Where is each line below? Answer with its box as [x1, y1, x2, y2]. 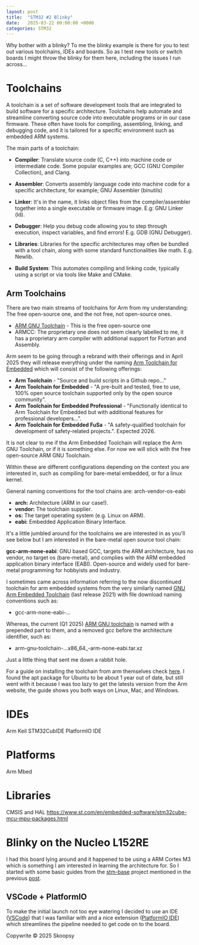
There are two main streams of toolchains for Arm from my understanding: [6, 304, 188, 311]
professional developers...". [14, 415, 82, 422]
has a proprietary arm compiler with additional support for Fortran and [14, 335, 187, 342]
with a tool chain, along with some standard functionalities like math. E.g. [14, 247, 193, 254]
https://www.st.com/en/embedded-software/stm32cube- [46, 808, 187, 816]
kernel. [6, 476, 23, 483]
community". [14, 396, 46, 403]
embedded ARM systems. [6, 133, 70, 140]
